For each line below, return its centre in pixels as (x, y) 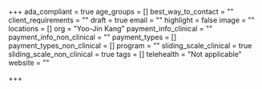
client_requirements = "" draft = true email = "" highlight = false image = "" (131, 20)
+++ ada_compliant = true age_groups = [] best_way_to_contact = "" (121, 12)
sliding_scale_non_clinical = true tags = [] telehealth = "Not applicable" (125, 54)
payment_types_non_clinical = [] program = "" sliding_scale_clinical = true (130, 46)
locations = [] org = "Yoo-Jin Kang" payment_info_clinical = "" (111, 28)
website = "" (29, 63)
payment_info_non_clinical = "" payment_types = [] (93, 37)
